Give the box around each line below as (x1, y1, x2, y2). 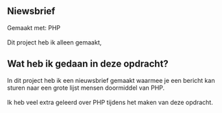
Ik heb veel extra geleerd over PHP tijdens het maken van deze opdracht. (7, 98, 214, 106)
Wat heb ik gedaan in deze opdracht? (7, 58, 169, 70)
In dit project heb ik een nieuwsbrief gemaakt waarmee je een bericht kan (7, 76, 215, 84)
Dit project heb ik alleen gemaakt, (7, 38, 102, 47)
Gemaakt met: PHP (7, 23, 61, 32)
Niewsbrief (7, 5, 56, 17)
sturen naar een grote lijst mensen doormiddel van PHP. (7, 84, 165, 92)
